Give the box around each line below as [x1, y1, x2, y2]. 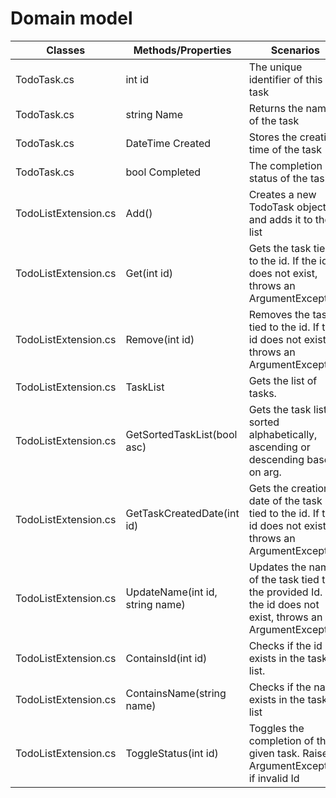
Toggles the [248, 721, 305, 735]
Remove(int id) [125, 332, 195, 346]
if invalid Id [248, 771, 300, 785]
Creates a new [248, 187, 317, 201]
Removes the [248, 307, 311, 321]
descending [248, 452, 305, 466]
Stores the [248, 130, 298, 144]
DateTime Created [125, 136, 212, 150]
